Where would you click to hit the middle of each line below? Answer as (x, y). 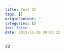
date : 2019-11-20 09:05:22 (33, 32)
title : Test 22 (21, 10)
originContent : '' (24, 19)
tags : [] (14, 14)
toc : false (16, 28)
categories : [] (21, 23)
